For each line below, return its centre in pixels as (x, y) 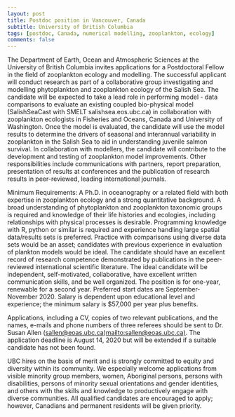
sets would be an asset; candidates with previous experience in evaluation (115, 245)
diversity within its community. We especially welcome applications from (112, 369)
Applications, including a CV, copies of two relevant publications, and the (113, 318)
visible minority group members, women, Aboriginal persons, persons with (115, 376)
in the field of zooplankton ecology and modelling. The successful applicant (117, 75)
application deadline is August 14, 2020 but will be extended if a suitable (112, 340)
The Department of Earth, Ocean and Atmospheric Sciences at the (103, 60)
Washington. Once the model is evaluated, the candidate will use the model (116, 127)
